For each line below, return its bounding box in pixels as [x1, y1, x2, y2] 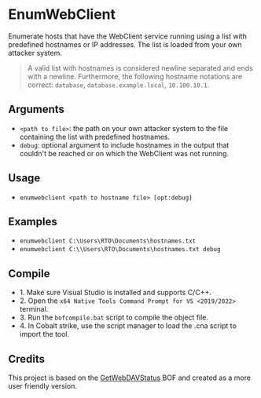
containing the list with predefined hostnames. [19, 132, 171, 141]
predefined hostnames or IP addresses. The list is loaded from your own [8, 39, 242, 49]
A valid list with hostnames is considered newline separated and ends [27, 63, 254, 72]
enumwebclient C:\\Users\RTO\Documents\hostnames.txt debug [19, 246, 221, 254]
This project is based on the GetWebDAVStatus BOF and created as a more [8, 373, 252, 382]
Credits [8, 352, 46, 366]
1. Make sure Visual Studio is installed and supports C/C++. [19, 288, 212, 298]
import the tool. [19, 330, 70, 339]
